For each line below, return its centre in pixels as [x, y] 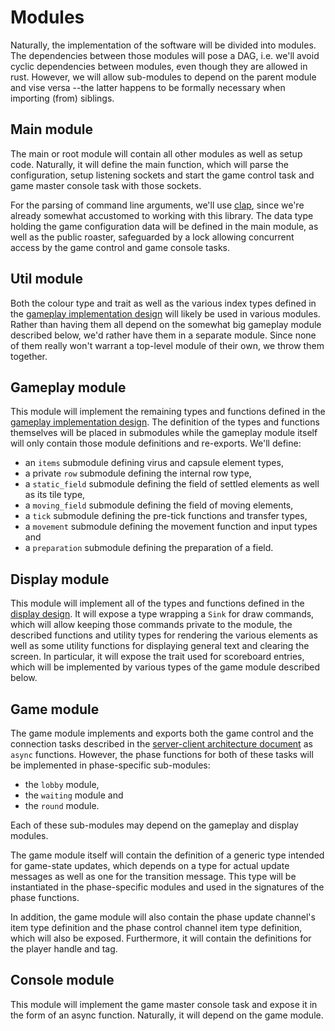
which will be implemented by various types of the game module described [165, 667]
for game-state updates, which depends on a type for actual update [150, 865]
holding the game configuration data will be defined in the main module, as [164, 226]
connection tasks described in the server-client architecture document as [161, 744]
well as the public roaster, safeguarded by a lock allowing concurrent [152, 237]
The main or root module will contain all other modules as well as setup [156, 153]
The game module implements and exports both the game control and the [162, 733]
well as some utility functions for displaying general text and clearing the [160, 646]
